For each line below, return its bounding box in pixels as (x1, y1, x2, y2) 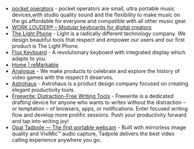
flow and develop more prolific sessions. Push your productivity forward (11, 111, 187, 118)
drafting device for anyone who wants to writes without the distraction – (11, 99, 186, 105)
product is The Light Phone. (11, 42, 79, 49)
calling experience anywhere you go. (11, 137, 102, 143)
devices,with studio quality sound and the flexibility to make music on (11, 11, 180, 18)
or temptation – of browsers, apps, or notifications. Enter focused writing (11, 105, 188, 112)
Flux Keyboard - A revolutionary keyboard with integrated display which (11, 49, 186, 55)
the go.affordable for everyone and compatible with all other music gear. (11, 18, 188, 24)
